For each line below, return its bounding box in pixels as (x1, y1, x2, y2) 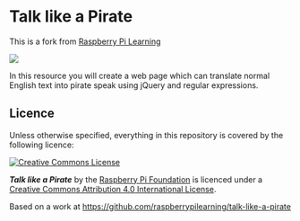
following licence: (9, 139, 74, 150)
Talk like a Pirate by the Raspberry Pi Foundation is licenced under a (9, 173, 262, 185)
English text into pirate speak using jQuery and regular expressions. (9, 79, 259, 91)
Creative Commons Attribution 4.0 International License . (9, 183, 217, 194)
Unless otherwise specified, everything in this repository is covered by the (9, 129, 284, 140)
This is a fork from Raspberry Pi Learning (9, 36, 161, 47)
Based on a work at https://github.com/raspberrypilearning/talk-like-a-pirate (9, 200, 291, 212)
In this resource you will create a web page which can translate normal (9, 70, 270, 81)
